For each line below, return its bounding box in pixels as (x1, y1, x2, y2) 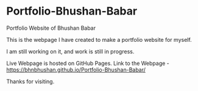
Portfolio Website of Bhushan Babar (6, 24, 96, 32)
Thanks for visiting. (6, 78, 55, 85)
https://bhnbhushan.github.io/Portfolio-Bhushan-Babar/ (6, 66, 146, 73)
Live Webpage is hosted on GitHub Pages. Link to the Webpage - (6, 59, 169, 67)
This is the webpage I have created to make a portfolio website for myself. (6, 36, 192, 43)
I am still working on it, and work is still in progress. (6, 47, 135, 55)
